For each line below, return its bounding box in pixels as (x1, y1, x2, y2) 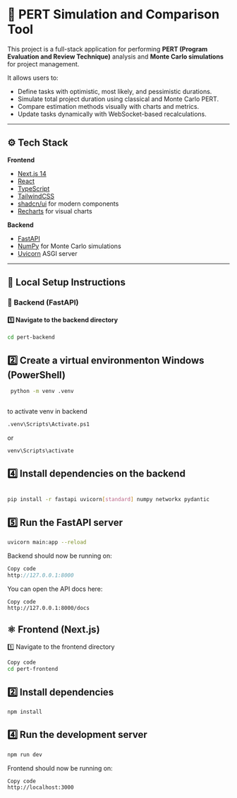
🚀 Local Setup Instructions (7, 276, 126, 288)
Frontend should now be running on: (7, 763, 113, 773)
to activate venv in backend (7, 406, 87, 416)
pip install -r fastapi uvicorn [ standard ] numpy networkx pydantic (7, 496, 210, 503)
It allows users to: (7, 74, 59, 82)
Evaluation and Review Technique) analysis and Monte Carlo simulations (7, 52, 224, 61)
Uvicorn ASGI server (17, 249, 78, 257)
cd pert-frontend (7, 666, 59, 673)
